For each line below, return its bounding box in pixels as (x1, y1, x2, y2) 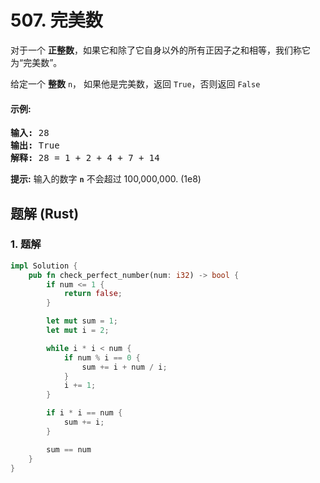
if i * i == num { (46, 408, 123, 418)
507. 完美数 (10, 9, 103, 32)
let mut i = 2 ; (46, 326, 110, 336)
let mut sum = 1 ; (46, 316, 118, 326)
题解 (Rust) (10, 205, 80, 222)
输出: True (10, 140, 60, 151)
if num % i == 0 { (63, 352, 141, 363)
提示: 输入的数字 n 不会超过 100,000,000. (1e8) (10, 173, 202, 185)
